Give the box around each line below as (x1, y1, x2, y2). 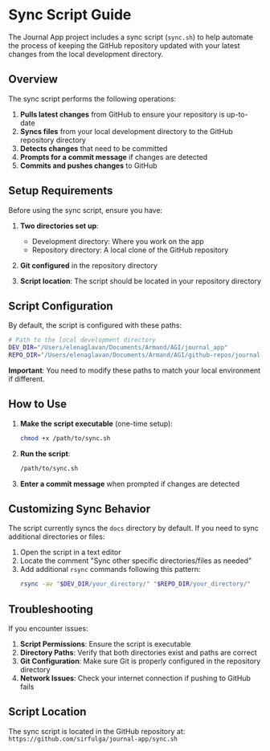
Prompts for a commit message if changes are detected (19, 152, 208, 161)
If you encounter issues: (8, 624, 88, 634)
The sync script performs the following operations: (8, 94, 177, 104)
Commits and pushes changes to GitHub (19, 161, 158, 170)
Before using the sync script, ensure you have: (8, 205, 163, 214)
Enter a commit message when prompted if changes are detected (19, 479, 240, 488)
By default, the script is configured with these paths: (8, 320, 182, 330)
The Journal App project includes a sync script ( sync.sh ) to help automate (8, 32, 253, 42)
